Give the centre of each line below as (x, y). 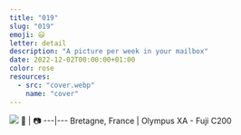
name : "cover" (52, 93)
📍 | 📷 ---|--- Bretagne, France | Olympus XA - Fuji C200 (126, 121)
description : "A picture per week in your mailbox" (109, 52)
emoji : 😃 (27, 34)
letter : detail (38, 43)
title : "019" (34, 18)
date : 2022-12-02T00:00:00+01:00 (72, 60)
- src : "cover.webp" (56, 85)
